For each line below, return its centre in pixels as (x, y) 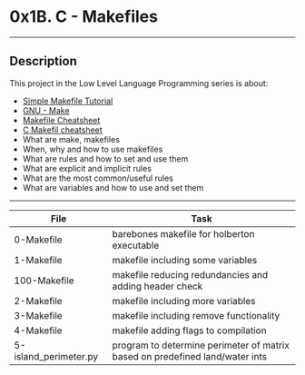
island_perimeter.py (56, 356)
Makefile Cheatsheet (61, 120)
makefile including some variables (185, 260)
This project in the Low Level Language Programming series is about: (139, 83)
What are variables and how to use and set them (113, 187)
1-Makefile (38, 260)
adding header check (157, 286)
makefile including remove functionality (196, 315)
